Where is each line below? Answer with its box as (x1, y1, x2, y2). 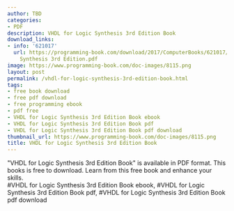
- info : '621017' (7, 42, 58, 49)
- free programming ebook (7, 101, 82, 108)
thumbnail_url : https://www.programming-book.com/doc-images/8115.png (7, 133, 217, 140)
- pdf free (7, 107, 39, 114)
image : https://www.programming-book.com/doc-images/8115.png (7, 62, 192, 69)
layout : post (7, 68, 45, 75)
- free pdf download (7, 95, 68, 102)
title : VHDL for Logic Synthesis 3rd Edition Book (7, 140, 157, 147)
